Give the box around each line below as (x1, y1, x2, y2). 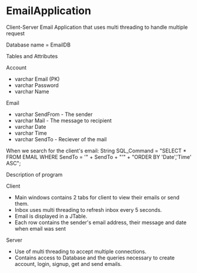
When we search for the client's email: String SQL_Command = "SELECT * (6, 147, 187, 154)
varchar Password (14, 81, 59, 89)
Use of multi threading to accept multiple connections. (14, 248, 147, 255)
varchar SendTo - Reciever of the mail (14, 135, 107, 142)
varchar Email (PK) (14, 75, 60, 82)
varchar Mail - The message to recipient (14, 116, 112, 124)
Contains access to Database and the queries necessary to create (14, 254, 175, 261)
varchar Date (14, 123, 46, 130)
